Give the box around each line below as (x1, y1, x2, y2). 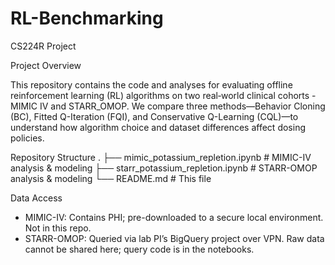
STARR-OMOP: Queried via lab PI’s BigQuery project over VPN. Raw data (24, 232, 325, 244)
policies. (10, 132, 45, 144)
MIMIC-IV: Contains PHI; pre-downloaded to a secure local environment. (24, 211, 324, 223)
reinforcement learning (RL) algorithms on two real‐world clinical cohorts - (10, 89, 317, 101)
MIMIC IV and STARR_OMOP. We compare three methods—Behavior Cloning (10, 100, 326, 112)
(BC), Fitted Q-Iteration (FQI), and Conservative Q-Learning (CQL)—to (10, 110, 299, 122)
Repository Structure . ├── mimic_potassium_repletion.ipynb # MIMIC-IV (10, 151, 312, 163)
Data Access (10, 192, 63, 204)
